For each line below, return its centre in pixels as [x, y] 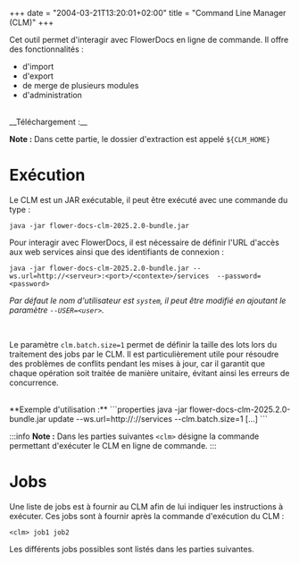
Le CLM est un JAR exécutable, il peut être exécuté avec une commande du [149, 199]
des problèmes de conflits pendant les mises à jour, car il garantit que [137, 363]
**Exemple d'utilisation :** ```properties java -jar [98, 409]
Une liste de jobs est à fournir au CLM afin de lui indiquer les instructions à [146, 506]
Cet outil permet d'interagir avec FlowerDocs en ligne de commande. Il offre [149, 40]
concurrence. [34, 382]
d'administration [52, 95]
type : [20, 209]
